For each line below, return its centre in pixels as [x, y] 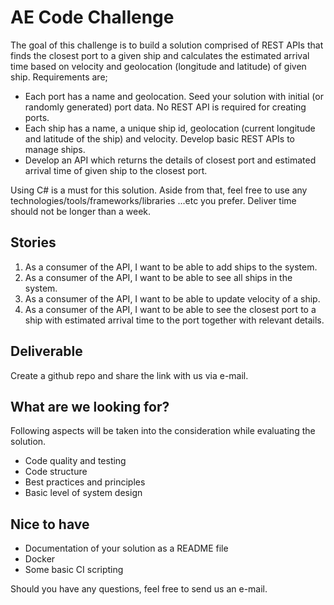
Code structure [56, 472]
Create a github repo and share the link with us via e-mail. [129, 375]
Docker [40, 559]
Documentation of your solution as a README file [126, 548]
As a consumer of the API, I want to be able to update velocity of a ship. [172, 298]
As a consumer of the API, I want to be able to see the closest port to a [170, 309]
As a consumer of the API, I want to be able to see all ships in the [158, 277]
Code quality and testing [75, 461]
